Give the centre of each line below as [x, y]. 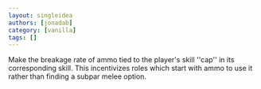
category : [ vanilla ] [43, 30]
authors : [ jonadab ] [41, 23]
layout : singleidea [41, 15]
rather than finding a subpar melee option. [78, 76]
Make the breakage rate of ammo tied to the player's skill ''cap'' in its [121, 60]
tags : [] [23, 37]
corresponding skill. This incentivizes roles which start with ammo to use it [130, 69]
